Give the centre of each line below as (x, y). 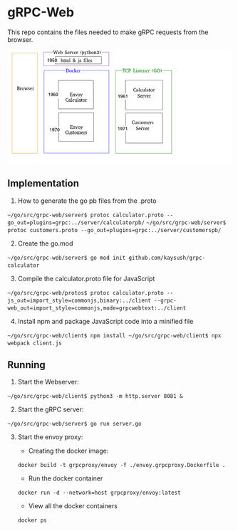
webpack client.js (35, 343)
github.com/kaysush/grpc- (167, 258)
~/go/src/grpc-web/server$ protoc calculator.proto (86, 215)
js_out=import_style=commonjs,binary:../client (79, 300)
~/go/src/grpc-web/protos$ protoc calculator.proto (86, 293)
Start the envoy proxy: (50, 437)
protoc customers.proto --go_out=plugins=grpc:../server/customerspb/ (114, 230)
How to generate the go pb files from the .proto (87, 201)
